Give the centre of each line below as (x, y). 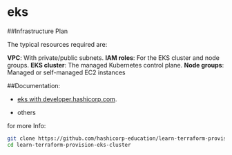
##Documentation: (34, 85)
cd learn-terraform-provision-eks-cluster (69, 145)
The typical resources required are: (57, 44)
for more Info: (27, 125)
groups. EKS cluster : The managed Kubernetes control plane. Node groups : (116, 65)
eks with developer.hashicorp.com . (67, 99)
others (26, 112)
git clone (21, 138)
